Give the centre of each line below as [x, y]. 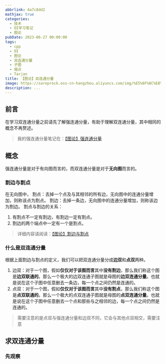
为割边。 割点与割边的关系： [34, 207]
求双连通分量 [25, 341]
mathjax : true [20, 14]
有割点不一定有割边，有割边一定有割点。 [53, 217]
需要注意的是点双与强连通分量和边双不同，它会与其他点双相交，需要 [86, 318]
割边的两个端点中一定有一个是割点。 [49, 224]
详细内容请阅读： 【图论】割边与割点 [53, 234]
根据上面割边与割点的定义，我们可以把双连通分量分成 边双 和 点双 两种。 [77, 260]
